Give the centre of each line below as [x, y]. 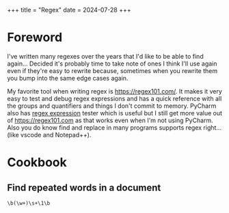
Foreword [35, 38]
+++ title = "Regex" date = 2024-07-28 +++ [69, 10]
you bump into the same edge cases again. [68, 78]
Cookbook [37, 162]
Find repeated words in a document [84, 187]
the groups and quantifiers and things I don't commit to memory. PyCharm [112, 106]
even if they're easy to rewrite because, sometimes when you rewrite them [112, 70]
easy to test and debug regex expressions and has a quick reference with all [114, 98]
